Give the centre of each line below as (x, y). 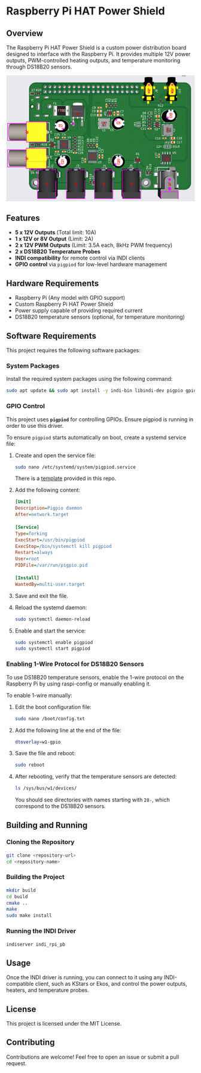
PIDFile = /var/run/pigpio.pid (51, 565)
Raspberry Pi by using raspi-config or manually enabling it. (79, 684)
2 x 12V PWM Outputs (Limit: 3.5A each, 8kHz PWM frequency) (94, 245)
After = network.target (42, 515)
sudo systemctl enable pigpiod (54, 642)
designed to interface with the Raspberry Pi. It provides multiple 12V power (98, 54)
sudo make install (29, 916)
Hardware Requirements (53, 283)
